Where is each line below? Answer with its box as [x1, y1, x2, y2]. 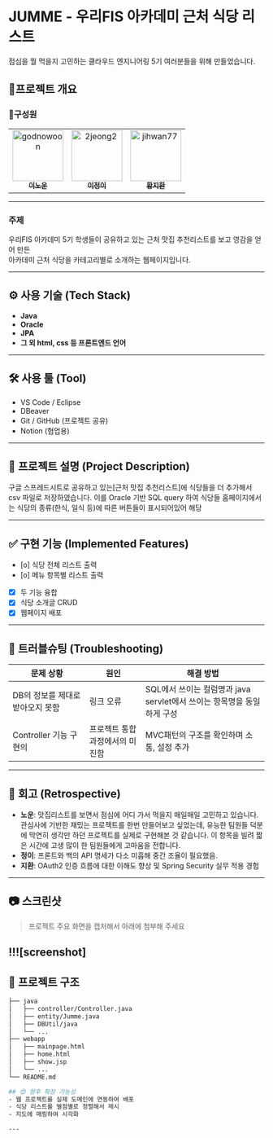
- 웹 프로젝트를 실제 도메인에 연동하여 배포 [8, 1095, 135, 1104]
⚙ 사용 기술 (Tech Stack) [8, 288, 132, 302]
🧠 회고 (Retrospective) [8, 787, 121, 801]
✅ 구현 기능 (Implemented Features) [8, 537, 189, 551]
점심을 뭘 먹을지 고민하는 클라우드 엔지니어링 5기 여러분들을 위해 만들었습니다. [8, 56, 256, 66]
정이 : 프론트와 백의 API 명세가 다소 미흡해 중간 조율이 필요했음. [19, 850, 218, 860]
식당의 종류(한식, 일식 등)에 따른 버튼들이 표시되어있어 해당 [16, 503, 202, 513]
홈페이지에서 [222, 493, 262, 503]
